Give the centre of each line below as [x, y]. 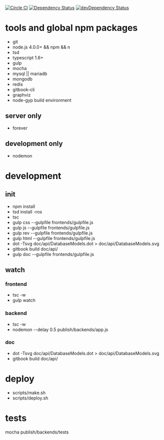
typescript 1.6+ [28, 57]
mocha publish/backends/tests [37, 432]
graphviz [21, 94]
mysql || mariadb [30, 73]
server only [23, 116]
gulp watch [24, 300]
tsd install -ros [27, 211]
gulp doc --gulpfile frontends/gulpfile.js [53, 254]
